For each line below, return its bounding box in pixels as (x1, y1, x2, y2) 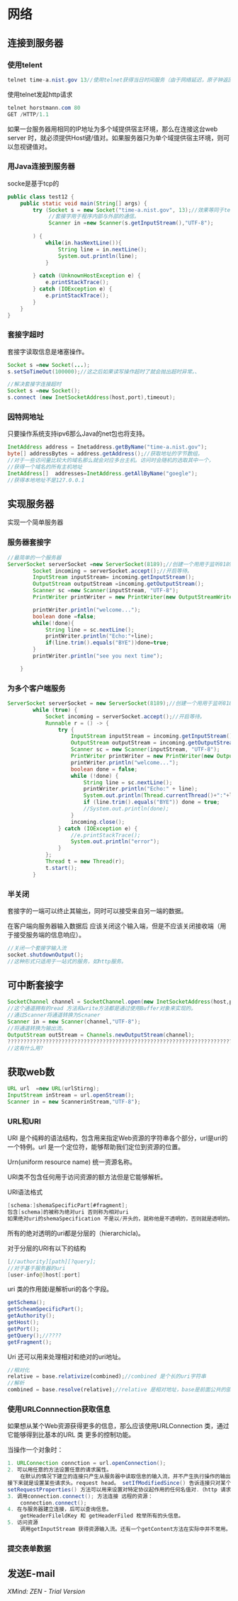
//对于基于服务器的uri (7, 1265, 66, 1272)
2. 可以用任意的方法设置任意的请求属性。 (7, 1466, 112, 1473)
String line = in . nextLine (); (57, 246, 147, 253)
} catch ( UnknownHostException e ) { (33, 272, 141, 280)
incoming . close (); (70, 818, 125, 825)
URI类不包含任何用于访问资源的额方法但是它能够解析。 (7, 1173, 167, 1182)
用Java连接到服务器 (7, 162, 76, 171)
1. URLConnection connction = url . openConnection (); (7, 1460, 166, 1467)
